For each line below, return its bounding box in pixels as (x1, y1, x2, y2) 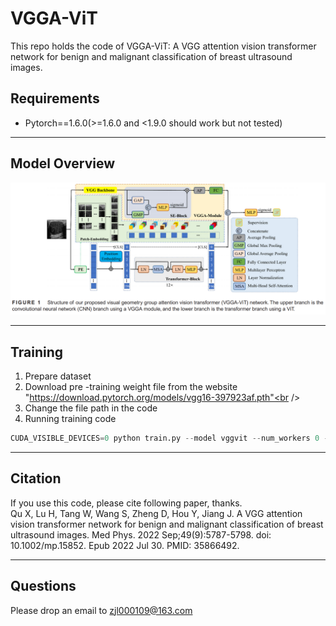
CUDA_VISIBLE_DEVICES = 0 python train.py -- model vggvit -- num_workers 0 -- (10, 433, 333, 444)
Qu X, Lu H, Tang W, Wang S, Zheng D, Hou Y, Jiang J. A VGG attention (10, 507, 303, 519)
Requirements (10, 90, 100, 107)
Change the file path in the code (24, 402, 158, 414)
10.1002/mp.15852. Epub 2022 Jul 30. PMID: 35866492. (10, 539, 240, 551)
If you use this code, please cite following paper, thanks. (10, 497, 243, 509)
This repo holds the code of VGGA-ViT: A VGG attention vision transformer (10, 40, 317, 52)
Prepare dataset (24, 370, 92, 382)
